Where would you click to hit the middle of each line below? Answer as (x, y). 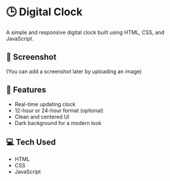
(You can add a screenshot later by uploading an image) (74, 71)
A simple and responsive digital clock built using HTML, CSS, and (85, 32)
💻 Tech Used (31, 142)
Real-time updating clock (45, 104)
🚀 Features (26, 90)
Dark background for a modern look (58, 123)
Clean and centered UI (42, 117)
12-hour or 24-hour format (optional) (59, 110)
